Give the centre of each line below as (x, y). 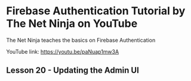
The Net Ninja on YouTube (72, 24)
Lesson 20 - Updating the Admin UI (73, 71)
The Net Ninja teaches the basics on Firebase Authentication (81, 40)
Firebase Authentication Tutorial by (96, 11)
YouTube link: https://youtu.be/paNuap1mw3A (63, 51)
